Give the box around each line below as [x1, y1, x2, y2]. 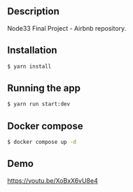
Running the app [7, 82, 80, 94]
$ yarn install [7, 63, 52, 70]
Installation [7, 45, 57, 57]
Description [7, 6, 59, 17]
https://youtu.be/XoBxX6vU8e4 [7, 176, 98, 184]
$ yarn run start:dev [7, 101, 71, 108]
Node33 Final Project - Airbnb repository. [7, 24, 127, 32]
